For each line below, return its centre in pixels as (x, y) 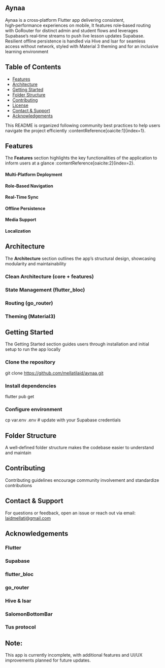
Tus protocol (20, 627)
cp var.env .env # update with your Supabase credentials (63, 420)
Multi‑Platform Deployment (34, 174)
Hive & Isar (18, 601)
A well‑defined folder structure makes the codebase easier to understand (80, 448)
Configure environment (34, 409)
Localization (18, 231)
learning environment (27, 51)
